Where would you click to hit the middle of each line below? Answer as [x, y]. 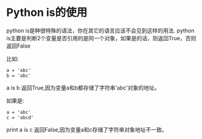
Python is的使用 [47, 12]
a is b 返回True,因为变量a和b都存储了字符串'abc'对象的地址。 [83, 87]
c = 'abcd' [20, 117]
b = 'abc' [19, 76]
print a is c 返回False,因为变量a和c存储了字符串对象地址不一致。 [87, 129]
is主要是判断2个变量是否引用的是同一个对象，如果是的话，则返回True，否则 [101, 38]
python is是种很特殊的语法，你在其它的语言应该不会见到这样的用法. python [100, 30]
